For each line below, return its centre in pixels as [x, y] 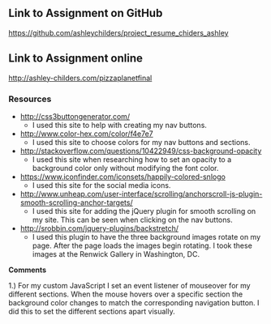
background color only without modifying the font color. [125, 168]
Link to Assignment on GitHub [86, 13]
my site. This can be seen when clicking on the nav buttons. [132, 220]
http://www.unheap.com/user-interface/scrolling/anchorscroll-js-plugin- [141, 194]
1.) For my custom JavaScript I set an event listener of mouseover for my [129, 285]
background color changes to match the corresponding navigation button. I [134, 302]
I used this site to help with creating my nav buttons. [119, 125]
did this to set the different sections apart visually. [92, 311]
